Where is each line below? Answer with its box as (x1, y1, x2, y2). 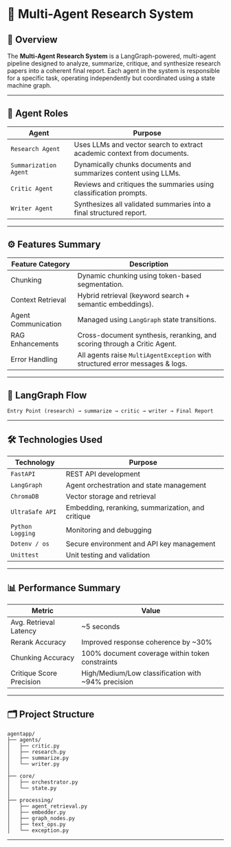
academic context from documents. (74, 148, 189, 158)
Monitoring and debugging (65, 526, 152, 535)
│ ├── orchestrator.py (7, 779, 78, 786)
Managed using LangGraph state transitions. (77, 315, 217, 324)
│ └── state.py (7, 784, 57, 792)
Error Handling (10, 355, 58, 364)
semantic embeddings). (77, 299, 154, 309)
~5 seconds (81, 622, 120, 632)
